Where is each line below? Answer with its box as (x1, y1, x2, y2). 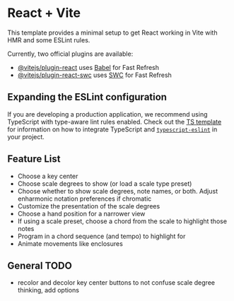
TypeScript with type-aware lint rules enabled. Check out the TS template (7, 117, 222, 126)
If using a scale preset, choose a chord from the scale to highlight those (17, 217, 228, 225)
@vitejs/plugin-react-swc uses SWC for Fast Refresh (17, 71, 172, 79)
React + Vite (7, 5, 81, 21)
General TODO (7, 259, 72, 271)
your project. (7, 132, 45, 141)
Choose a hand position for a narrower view (17, 209, 146, 218)
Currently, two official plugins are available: (7, 49, 134, 58)
